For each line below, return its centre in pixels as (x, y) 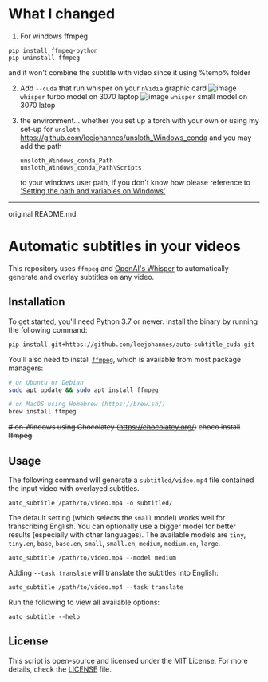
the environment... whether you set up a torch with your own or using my (139, 120)
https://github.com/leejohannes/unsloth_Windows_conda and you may (136, 138)
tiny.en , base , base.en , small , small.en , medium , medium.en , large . (114, 543)
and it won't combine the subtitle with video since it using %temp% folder (130, 72)
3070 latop (37, 105)
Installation (37, 302)
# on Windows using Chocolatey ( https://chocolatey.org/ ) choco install (124, 427)
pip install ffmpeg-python (53, 50)
